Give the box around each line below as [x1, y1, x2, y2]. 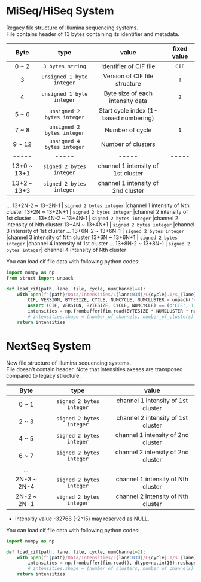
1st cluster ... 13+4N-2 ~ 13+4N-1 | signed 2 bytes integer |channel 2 [6, 214, 179, 222]
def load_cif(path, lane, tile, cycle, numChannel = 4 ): [6, 286, 146, 292]
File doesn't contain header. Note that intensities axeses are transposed [6, 365, 184, 372]
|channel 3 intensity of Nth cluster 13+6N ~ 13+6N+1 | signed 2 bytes [6, 234, 178, 241]
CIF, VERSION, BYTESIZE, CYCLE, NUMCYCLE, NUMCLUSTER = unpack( [28, 297, 191, 303]
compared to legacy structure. [6, 372, 81, 379]
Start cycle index [98, 106, 147, 114]
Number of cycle [104, 126, 152, 134]
